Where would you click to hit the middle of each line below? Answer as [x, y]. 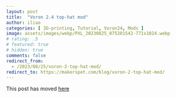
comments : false [26, 55]
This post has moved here [38, 89]
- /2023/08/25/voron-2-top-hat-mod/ [56, 66]
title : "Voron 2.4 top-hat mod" [47, 17]
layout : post [22, 12]
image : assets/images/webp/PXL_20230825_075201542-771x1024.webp [88, 34]
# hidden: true [25, 50]
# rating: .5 [22, 39]
